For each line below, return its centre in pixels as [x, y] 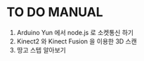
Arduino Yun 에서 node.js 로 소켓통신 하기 [75, 32]
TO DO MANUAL [55, 12]
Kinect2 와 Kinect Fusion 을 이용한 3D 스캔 [77, 41]
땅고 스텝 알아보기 [41, 50]
